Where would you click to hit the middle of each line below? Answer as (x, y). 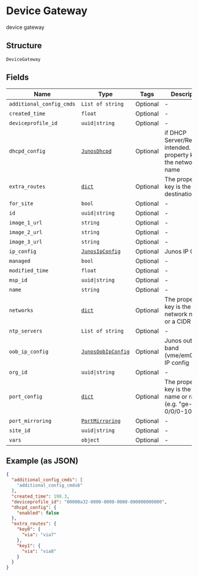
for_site (21, 203)
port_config (26, 396)
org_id (18, 372)
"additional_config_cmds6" (50, 486)
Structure (24, 46)
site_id (20, 430)
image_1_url (26, 223)
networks (21, 310)
